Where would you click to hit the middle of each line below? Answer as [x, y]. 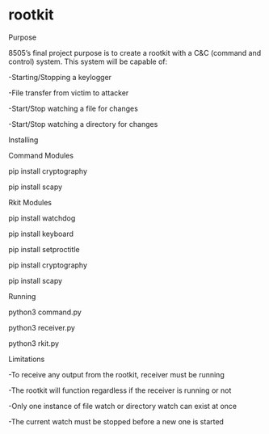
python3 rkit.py [34, 343]
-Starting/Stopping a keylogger [60, 77]
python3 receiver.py [42, 327]
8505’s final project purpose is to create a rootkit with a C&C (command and [135, 53]
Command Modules [41, 155]
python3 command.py [45, 312]
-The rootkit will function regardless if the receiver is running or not [120, 390]
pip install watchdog [42, 218]
